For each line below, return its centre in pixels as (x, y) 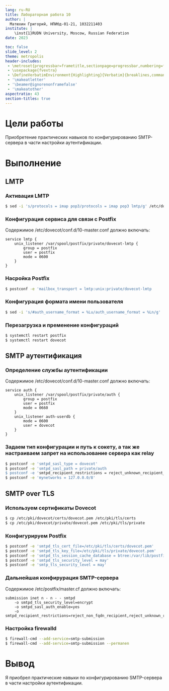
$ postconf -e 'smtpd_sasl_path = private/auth (56, 469)
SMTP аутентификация (44, 356)
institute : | (19, 29)
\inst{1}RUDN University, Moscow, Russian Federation (72, 33)
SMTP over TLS (30, 493)
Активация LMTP (27, 196)
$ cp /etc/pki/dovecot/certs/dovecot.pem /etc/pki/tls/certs (71, 518)
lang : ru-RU (18, 10)
